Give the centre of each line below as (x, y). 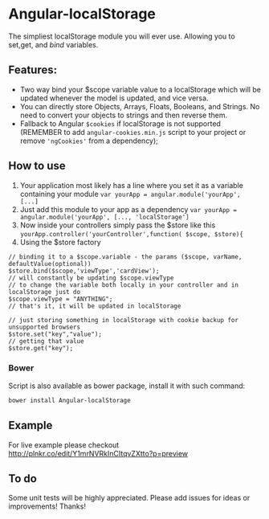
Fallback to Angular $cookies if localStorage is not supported (120, 123)
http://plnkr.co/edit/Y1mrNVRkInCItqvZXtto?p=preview (98, 453)
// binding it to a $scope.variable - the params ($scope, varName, (125, 257)
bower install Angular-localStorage (69, 400)
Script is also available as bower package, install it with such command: (127, 386)
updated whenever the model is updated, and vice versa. (114, 98)
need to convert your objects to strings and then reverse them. (124, 115)
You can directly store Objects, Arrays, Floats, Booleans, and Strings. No (140, 106)
